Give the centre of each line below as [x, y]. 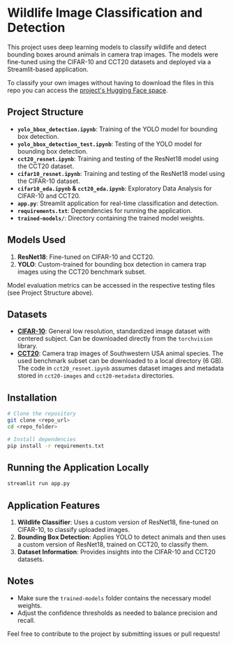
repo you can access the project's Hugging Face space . [88, 90]
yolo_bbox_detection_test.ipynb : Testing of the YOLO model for [110, 144]
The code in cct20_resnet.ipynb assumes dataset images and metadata [121, 369]
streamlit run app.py [39, 484]
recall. [26, 620]
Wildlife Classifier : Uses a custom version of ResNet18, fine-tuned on [118, 522]
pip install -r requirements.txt [56, 446]
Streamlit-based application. [48, 69]
